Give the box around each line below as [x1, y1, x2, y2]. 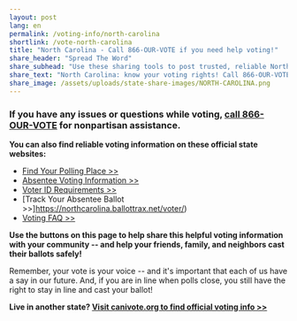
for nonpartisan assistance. [58, 118, 181, 131]
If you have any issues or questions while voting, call [9, 108, 240, 120]
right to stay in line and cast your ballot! [9, 284, 153, 294]
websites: [9, 148, 47, 159]
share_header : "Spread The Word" [9, 54, 133, 63]
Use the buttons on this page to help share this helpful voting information [9, 229, 284, 240]
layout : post [9, 12, 57, 22]
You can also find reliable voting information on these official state [9, 139, 258, 149]
